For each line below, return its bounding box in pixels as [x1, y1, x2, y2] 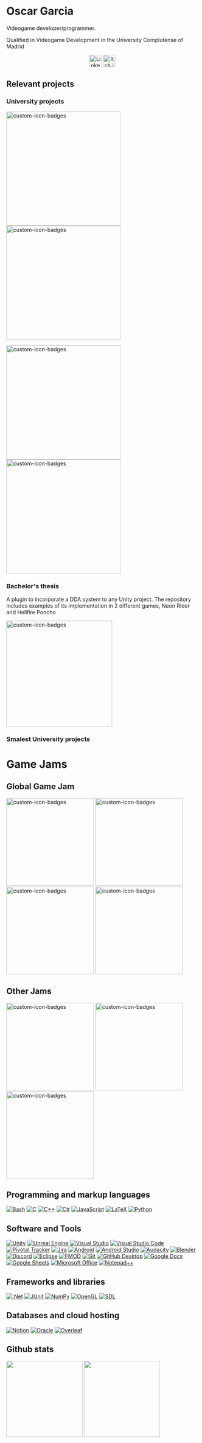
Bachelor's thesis [6, 581, 60, 590]
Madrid [6, 43, 24, 50]
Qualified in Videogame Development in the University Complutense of [6, 36, 184, 43]
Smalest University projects [6, 735, 90, 743]
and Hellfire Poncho [6, 608, 56, 616]
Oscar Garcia [6, 4, 74, 18]
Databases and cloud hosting [6, 1310, 120, 1321]
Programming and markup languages [6, 1190, 150, 1200]
